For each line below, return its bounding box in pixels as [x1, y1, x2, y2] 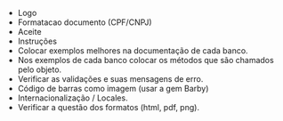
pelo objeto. [17, 64, 62, 75]
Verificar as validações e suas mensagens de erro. [17, 74, 204, 84]
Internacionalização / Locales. [17, 93, 128, 103]
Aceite [17, 27, 42, 36]
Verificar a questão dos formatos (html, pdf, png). [17, 102, 200, 112]
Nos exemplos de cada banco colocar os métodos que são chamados [17, 55, 274, 65]
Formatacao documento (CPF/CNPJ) [17, 17, 153, 28]
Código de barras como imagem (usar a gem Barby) [17, 84, 209, 93]
